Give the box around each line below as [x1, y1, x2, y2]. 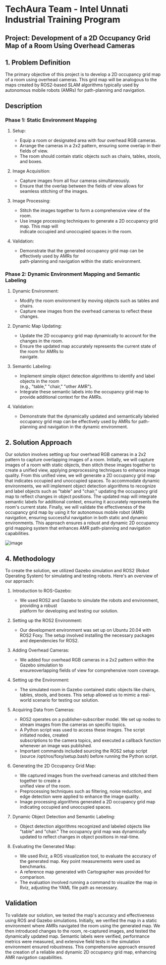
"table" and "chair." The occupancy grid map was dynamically [19, 829, 147, 834]
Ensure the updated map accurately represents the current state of [19, 343, 157, 349]
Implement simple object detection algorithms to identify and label [19, 373, 155, 379]
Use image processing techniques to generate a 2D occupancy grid [19, 218, 158, 224]
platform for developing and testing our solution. [19, 608, 119, 613]
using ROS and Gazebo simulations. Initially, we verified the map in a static [5, 917, 157, 923]
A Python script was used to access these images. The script [19, 727, 145, 732]
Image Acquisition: [12, 168, 51, 174]
